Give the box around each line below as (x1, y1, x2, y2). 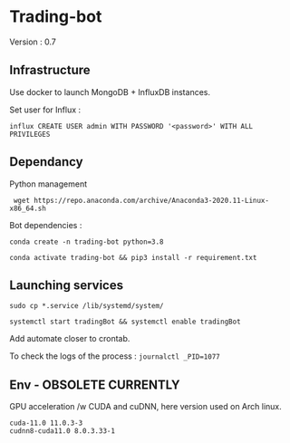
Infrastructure (9, 63, 91, 78)
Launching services (9, 277, 124, 293)
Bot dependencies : (9, 219, 82, 230)
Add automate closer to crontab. (9, 333, 130, 344)
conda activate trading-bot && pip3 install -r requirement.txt (9, 253, 257, 262)
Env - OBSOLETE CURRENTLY (9, 377, 180, 392)
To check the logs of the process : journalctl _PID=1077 (9, 351, 220, 361)
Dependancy (9, 154, 83, 169)
